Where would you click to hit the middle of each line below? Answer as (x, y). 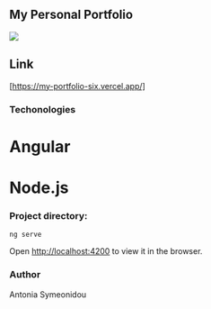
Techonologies (43, 109)
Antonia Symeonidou (48, 294)
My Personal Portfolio (71, 15)
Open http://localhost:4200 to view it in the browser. (106, 251)
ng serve (26, 235)
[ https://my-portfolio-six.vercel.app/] (77, 86)
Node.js (39, 187)
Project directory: (48, 215)
